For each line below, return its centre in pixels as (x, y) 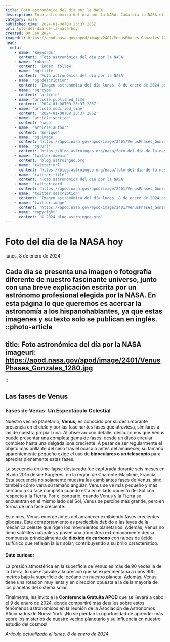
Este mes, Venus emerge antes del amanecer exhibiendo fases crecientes (82, 516)
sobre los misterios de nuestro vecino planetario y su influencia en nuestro (83, 619)
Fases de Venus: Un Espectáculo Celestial (58, 410)
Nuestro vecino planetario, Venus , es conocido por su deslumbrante (77, 421)
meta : (16, 48)
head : (11, 43)
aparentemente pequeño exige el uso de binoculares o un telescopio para (83, 454)
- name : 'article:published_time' (51, 99)
